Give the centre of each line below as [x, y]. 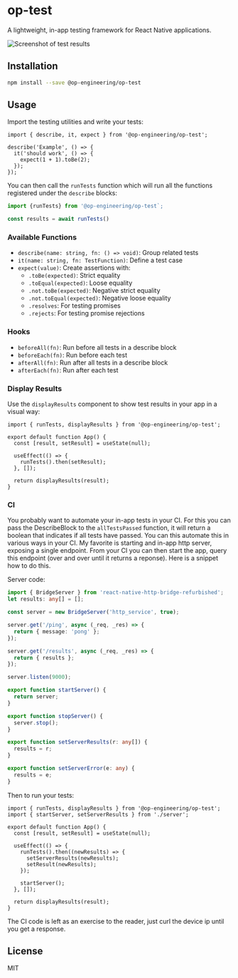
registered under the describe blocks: [63, 193]
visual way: [24, 412]
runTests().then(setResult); [63, 462]
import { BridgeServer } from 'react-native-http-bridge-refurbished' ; [115, 593]
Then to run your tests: [41, 795]
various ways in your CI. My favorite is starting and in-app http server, [110, 543]
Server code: [26, 580]
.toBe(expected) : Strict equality [74, 276]
